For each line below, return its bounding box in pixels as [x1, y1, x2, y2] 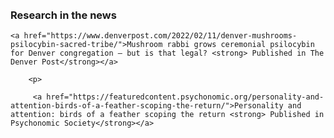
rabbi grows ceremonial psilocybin [166, 40, 315, 50]
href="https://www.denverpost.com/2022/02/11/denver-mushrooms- [23, 31, 298, 41]
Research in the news [10, 8, 117, 22]
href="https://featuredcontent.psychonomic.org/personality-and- [46, 92, 325, 102]
